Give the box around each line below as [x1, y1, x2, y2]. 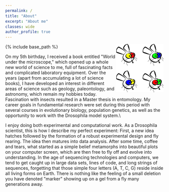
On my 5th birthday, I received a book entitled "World [5, 53, 116, 60]
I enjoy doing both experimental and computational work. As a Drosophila [5, 122, 157, 129]
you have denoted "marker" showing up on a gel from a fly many [5, 176, 139, 182]
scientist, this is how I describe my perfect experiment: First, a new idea [5, 127, 154, 134]
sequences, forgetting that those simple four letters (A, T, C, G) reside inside [5, 165, 163, 171]
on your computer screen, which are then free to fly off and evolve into [5, 149, 152, 155]
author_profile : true [5, 29, 51, 35]
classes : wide [5, 24, 35, 29]
